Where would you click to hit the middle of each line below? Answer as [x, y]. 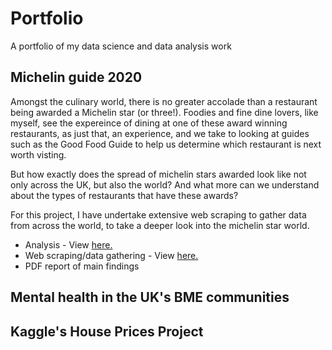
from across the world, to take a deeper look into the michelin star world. [160, 225]
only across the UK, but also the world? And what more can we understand [165, 184]
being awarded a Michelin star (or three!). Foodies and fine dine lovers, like [164, 112]
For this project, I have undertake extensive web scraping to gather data [158, 214]
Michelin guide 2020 [76, 77]
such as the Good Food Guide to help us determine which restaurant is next [166, 144]
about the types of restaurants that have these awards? [124, 195]
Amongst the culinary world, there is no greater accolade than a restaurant [164, 101]
